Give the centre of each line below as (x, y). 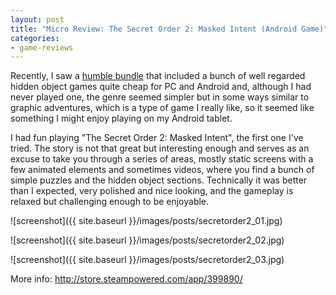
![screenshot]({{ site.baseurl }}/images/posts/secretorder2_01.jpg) (146, 221)
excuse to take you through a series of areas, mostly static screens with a (162, 159)
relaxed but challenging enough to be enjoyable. (110, 202)
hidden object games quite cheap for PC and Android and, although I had (161, 87)
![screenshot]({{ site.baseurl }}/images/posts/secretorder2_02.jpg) (147, 240)
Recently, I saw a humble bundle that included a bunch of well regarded (158, 76)
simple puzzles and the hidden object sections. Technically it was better (159, 180)
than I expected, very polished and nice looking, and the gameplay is (152, 191)
